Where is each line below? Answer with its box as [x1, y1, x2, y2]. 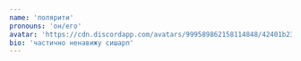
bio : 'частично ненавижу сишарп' [9, 38, 134, 48]
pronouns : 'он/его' [9, 22, 82, 30]
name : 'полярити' [9, 13, 74, 22]
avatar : [9, 30, 39, 39]
